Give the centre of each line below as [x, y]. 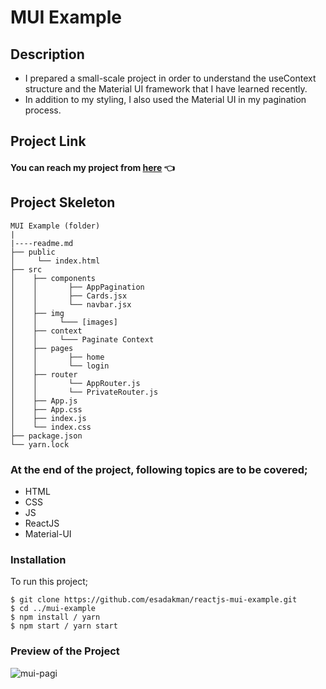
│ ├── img [37, 313]
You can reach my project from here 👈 [92, 167]
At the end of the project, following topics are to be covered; [159, 469]
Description [47, 54]
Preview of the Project [65, 651]
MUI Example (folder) [55, 226]
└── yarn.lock [40, 444]
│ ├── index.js [48, 418]
